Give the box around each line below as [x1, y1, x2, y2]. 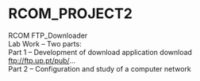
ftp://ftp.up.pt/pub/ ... [8, 56, 75, 65]
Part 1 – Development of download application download [8, 47, 193, 57]
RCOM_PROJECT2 [8, 5, 133, 23]
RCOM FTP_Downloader [8, 31, 88, 40]
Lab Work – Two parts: [8, 39, 82, 48]
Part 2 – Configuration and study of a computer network [8, 64, 192, 73]
